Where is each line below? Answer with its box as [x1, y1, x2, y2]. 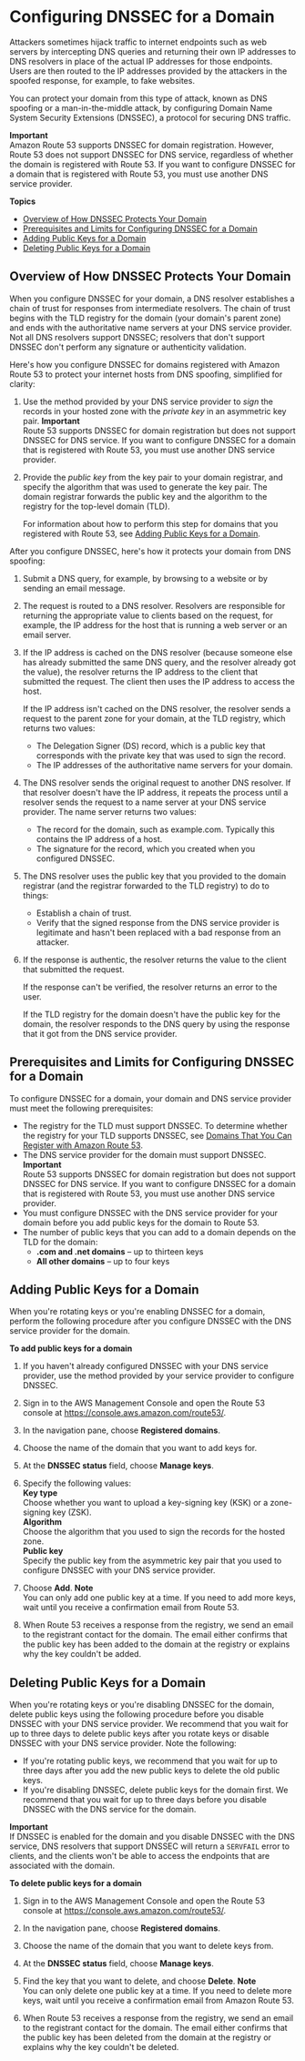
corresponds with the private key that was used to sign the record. [36, 749, 287, 761]
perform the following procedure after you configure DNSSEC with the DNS [9, 1315, 292, 1326]
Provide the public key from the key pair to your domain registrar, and [22, 472, 284, 482]
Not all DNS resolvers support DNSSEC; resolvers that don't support [9, 331, 266, 342]
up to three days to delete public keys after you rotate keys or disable [9, 1728, 269, 1740]
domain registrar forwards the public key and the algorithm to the [22, 491, 268, 502]
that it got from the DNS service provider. [22, 1028, 178, 1039]
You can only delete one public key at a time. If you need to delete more [22, 1985, 292, 1996]
